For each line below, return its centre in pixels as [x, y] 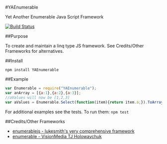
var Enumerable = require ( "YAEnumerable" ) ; [51, 88]
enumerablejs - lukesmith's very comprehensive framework [73, 131]
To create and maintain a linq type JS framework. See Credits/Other [75, 46]
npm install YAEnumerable [32, 70]
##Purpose [17, 36]
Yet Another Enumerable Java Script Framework [54, 17]
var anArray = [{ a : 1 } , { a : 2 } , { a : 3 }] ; [43, 93]
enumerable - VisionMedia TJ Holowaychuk [57, 136]
